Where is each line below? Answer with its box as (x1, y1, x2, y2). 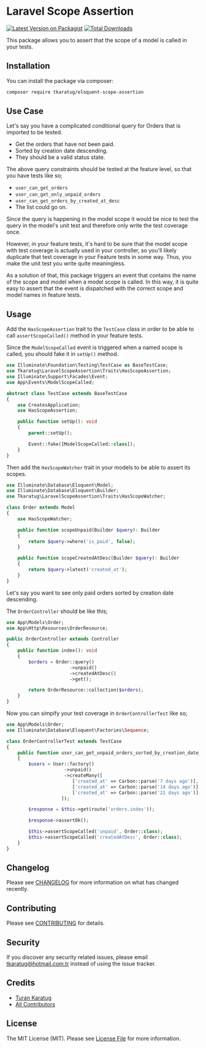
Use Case (6, 106, 44, 117)
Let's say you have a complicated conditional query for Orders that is (6, 122, 181, 129)
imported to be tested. (6, 129, 63, 136)
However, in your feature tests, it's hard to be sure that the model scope (6, 241, 188, 248)
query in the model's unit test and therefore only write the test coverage (6, 222, 188, 229)
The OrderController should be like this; (6, 607, 108, 615)
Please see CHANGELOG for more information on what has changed (6, 879, 179, 886)
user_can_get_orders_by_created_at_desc (15, 198, 120, 204)
